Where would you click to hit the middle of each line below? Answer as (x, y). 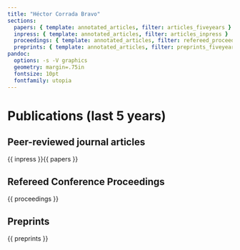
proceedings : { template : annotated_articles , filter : (97, 41)
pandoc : (19, 54)
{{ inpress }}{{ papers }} (43, 159)
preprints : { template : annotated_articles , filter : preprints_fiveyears (126, 47)
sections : (22, 21)
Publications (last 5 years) (87, 116)
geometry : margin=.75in (49, 67)
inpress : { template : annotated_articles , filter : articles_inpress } (121, 34)
